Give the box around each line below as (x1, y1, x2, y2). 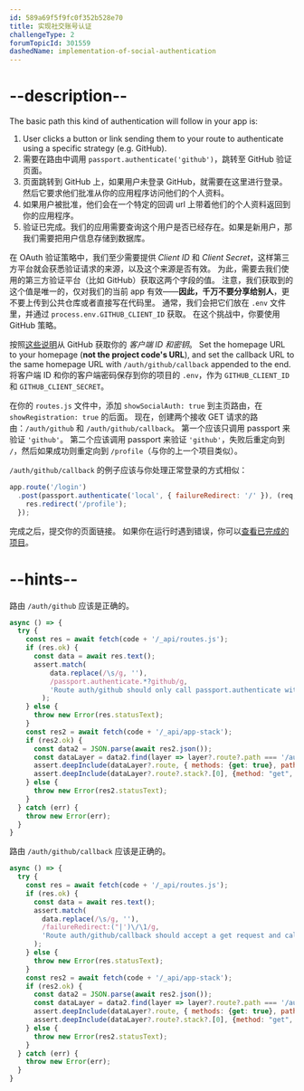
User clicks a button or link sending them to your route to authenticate (22, 133, 284, 145)
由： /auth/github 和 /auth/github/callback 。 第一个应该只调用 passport (9, 422, 280, 434)
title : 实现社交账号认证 (9, 22, 92, 31)
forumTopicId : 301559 (9, 38, 91, 48)
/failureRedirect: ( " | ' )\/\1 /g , (42, 923, 160, 932)
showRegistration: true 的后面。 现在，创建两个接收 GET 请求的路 (9, 412, 259, 422)
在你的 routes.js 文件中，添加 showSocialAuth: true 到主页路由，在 (9, 400, 263, 412)
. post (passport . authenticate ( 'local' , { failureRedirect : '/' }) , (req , (17, 490, 298, 500)
